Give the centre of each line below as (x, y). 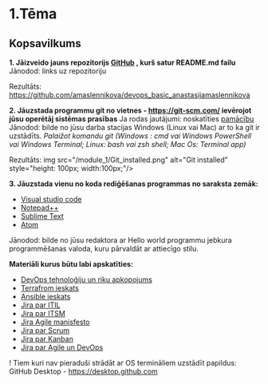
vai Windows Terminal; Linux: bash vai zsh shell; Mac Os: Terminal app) (128, 144)
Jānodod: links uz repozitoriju (58, 71)
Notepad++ (39, 208)
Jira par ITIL (40, 305)
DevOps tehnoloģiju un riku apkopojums (86, 279)
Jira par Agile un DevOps (62, 347)
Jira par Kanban (47, 339)
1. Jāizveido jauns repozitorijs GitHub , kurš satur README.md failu (122, 62)
